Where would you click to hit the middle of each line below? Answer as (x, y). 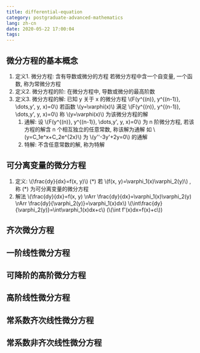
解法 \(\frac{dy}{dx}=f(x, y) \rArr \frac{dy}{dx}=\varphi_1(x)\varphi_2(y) (103, 196)
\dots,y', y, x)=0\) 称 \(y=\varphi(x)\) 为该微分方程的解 (82, 114)
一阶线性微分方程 (38, 253)
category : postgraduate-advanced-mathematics (65, 18)
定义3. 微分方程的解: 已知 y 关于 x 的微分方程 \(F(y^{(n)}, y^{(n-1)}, (98, 99)
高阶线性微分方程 (38, 298)
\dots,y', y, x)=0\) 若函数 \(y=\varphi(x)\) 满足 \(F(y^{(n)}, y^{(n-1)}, (98, 106)
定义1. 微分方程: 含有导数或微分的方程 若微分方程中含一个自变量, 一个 (101, 76)
